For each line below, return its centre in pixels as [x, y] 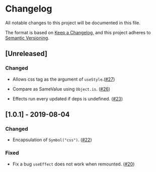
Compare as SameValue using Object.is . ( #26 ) [61, 89]
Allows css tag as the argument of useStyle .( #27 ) [64, 79]
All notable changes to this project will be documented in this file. [73, 23]
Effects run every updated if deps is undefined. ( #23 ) [68, 98]
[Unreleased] [26, 54]
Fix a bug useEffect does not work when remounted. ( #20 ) [73, 164]
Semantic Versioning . [27, 38]
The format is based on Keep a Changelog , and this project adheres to [78, 32]
